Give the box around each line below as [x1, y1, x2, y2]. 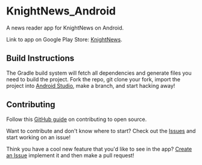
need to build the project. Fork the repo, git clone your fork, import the [6, 75, 181, 82]
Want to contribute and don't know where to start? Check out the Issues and [6, 127, 196, 134]
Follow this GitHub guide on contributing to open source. [6, 116, 147, 123]
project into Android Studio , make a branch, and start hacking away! [6, 82, 175, 89]
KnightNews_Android [6, 4, 116, 18]
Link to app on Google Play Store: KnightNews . [6, 36, 122, 43]
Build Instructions [6, 53, 75, 64]
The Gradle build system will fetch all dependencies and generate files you [6, 69, 192, 76]
